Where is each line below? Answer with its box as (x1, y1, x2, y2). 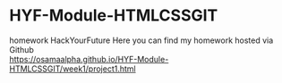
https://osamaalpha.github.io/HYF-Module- (9, 54, 169, 64)
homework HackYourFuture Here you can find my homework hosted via (9, 35, 274, 46)
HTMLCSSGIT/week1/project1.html (9, 63, 136, 74)
